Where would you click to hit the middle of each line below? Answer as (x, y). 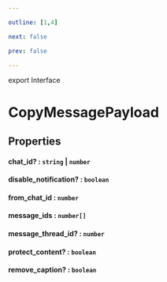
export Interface (34, 81)
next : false (28, 36)
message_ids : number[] (47, 216)
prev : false (28, 51)
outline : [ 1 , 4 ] (33, 22)
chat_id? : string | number (49, 161)
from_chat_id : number (43, 197)
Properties (35, 141)
